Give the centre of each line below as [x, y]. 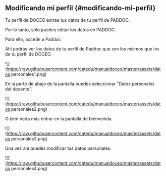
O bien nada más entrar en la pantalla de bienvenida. [59, 119]
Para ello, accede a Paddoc [33, 39]
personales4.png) [29, 168]
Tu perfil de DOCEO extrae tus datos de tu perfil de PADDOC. [68, 20]
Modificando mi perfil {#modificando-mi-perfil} [81, 8]
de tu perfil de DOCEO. [28, 54]
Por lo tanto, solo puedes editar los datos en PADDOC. [61, 30]
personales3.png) [29, 138]
